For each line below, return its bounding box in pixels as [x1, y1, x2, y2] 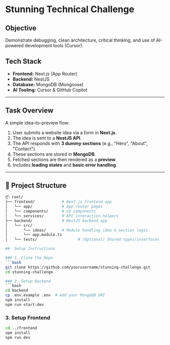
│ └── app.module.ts [5, 232, 62, 238]
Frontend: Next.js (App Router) [12, 70, 77, 76]
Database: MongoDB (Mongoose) [12, 81, 84, 87]
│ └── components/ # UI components [5, 209, 96, 214]
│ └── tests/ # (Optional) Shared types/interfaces [5, 237, 159, 242]
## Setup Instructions [5, 246, 56, 251]
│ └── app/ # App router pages [5, 204, 103, 209]
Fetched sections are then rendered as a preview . [12, 156, 117, 163]
